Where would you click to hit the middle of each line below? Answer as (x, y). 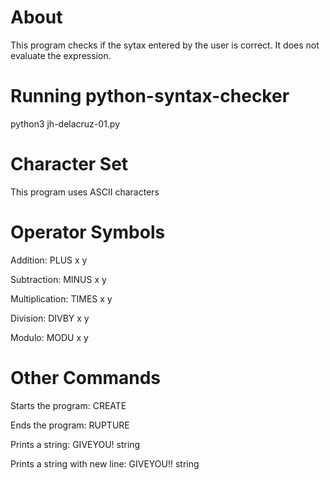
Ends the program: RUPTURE (70, 425)
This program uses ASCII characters (85, 192)
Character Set (69, 164)
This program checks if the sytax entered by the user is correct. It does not (165, 45)
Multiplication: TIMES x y (61, 298)
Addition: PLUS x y (49, 260)
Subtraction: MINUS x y (58, 279)
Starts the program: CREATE (68, 405)
